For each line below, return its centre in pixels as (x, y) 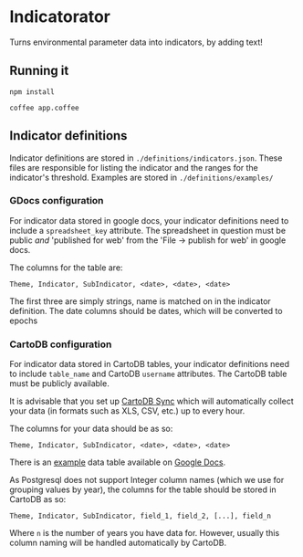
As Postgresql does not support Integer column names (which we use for (147, 480)
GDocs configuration (57, 201)
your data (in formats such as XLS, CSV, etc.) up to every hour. (127, 411)
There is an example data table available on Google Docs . (118, 462)
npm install (32, 92)
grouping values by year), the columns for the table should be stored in (143, 489)
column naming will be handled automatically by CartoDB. (118, 543)
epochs (24, 321)
